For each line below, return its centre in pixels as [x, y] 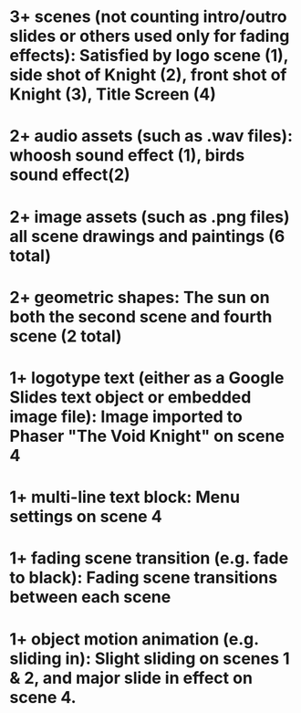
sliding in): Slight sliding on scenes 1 [150, 658]
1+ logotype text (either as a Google [147, 377]
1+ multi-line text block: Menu [125, 497]
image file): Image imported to [126, 416]
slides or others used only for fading [150, 36]
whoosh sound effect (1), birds [127, 156]
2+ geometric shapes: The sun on [140, 297]
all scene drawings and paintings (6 [147, 236]
